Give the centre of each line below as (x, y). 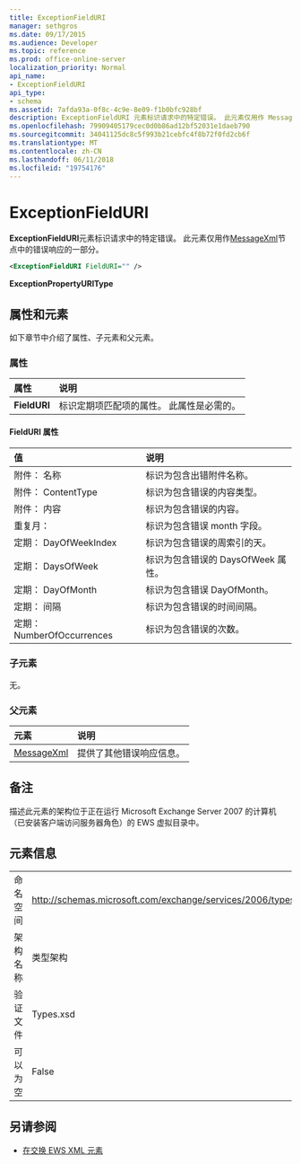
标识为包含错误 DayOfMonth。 (210, 589)
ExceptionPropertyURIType (61, 284)
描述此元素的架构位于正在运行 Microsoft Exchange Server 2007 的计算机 (143, 811)
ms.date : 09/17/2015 (48, 34)
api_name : (28, 76)
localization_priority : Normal (68, 68)
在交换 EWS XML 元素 (62, 1150)
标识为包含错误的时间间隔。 (204, 606)
